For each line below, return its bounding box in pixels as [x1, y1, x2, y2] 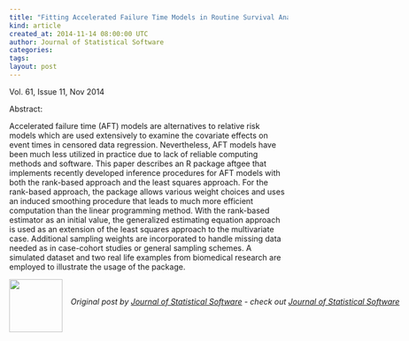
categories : [9, 46, 53, 55]
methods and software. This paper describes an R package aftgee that [9, 158, 267, 169]
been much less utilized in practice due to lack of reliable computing [9, 148, 259, 159]
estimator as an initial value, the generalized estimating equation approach [9, 214, 281, 225]
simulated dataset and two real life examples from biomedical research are [9, 252, 282, 262]
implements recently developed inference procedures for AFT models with [9, 167, 281, 178]
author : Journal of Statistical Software [9, 37, 165, 47]
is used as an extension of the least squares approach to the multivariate [9, 224, 274, 234]
